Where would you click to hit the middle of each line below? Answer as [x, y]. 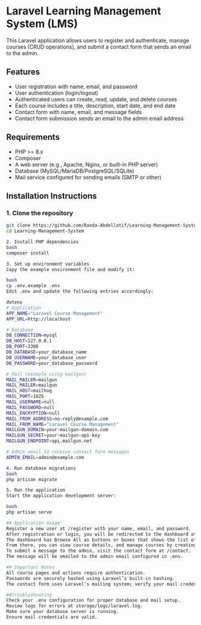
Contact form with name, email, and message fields [78, 112]
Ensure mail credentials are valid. [52, 617]
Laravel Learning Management [84, 11]
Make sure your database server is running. [63, 612]
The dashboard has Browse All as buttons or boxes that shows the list [97, 540]
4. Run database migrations [41, 468]
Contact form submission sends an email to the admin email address [99, 118]
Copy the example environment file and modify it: [71, 269]
